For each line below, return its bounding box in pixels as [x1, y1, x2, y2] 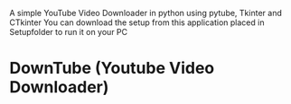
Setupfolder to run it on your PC [9, 27, 128, 37]
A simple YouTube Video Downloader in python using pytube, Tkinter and [9, 8, 282, 18]
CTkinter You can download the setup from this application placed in [9, 17, 265, 28]
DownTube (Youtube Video [9, 58, 215, 79]
